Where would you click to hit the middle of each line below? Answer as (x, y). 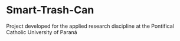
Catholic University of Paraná (42, 32)
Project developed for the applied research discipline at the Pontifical (90, 26)
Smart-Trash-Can (50, 10)
